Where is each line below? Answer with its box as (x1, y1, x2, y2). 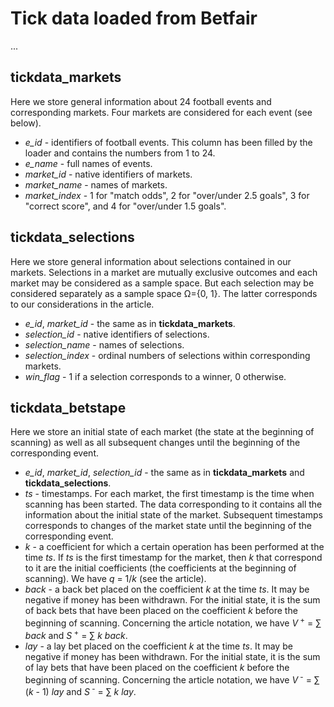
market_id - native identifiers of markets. (24, 168, 193, 180)
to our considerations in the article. (10, 298, 155, 310)
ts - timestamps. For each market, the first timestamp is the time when (24, 488, 315, 500)
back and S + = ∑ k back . (24, 628, 128, 641)
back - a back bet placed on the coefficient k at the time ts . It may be (24, 583, 310, 596)
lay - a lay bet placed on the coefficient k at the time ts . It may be (24, 640, 293, 652)
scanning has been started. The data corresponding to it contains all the (24, 498, 323, 511)
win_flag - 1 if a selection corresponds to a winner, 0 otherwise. (24, 370, 287, 382)
